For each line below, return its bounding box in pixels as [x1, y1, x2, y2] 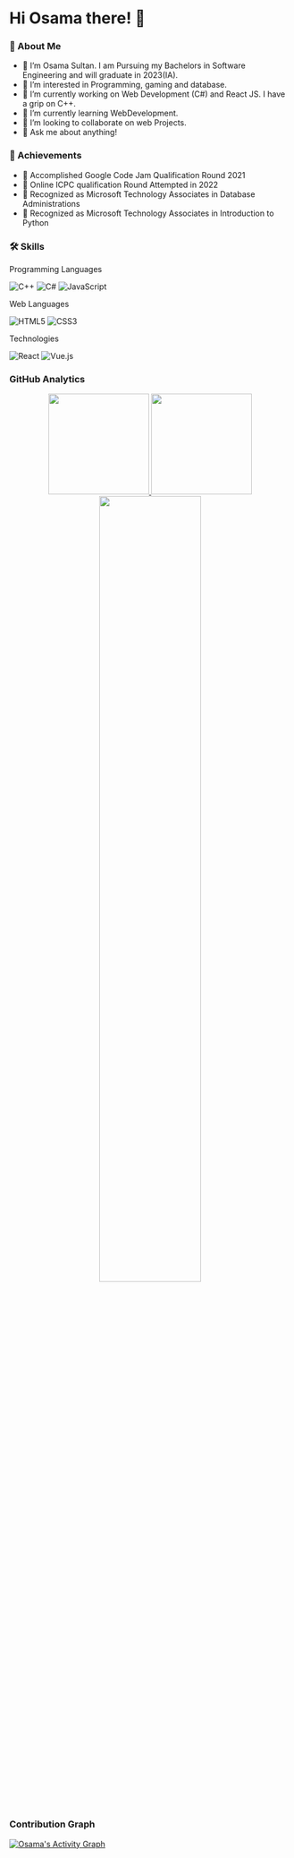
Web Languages [9, 299, 70, 310]
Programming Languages [9, 264, 103, 275]
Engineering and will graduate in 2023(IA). [21, 70, 179, 81]
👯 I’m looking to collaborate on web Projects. [21, 117, 188, 128]
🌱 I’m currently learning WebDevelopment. [21, 107, 179, 119]
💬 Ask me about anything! [21, 127, 118, 138]
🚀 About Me [9, 40, 62, 53]
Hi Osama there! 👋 [9, 8, 146, 29]
